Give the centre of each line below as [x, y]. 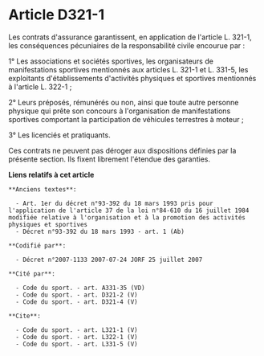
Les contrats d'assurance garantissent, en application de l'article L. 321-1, [130, 37]
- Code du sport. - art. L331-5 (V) [77, 344]
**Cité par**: [32, 274]
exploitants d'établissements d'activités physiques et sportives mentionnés [132, 78]
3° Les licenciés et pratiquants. [59, 135]
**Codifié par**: [37, 246]
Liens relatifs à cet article [51, 174]
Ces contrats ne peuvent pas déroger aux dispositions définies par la [122, 150]
